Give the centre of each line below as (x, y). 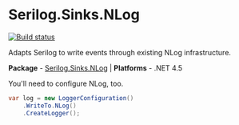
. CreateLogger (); (52, 113)
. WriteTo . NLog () (50, 106)
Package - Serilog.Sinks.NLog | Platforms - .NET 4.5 (96, 68)
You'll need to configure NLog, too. (66, 83)
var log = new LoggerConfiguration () (71, 98)
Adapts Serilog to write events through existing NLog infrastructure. (120, 52)
